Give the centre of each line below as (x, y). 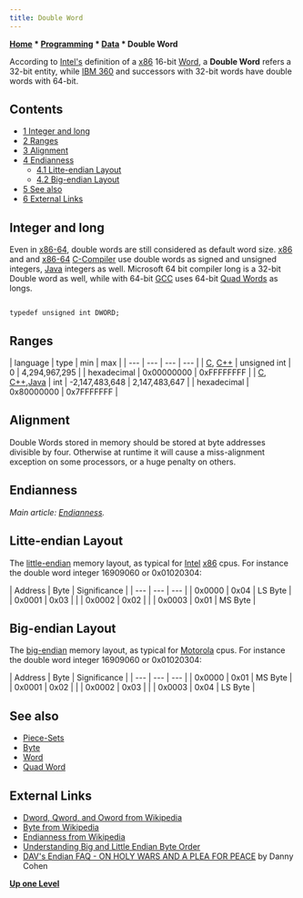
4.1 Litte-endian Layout (79, 170)
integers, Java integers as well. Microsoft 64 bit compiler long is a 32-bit (146, 269)
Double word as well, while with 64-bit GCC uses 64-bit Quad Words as (144, 279)
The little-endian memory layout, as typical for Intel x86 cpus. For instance (149, 563)
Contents (36, 110)
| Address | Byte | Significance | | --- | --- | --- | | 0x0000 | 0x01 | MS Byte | (151, 678)
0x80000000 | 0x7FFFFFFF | (64, 392)
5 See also (42, 189)
